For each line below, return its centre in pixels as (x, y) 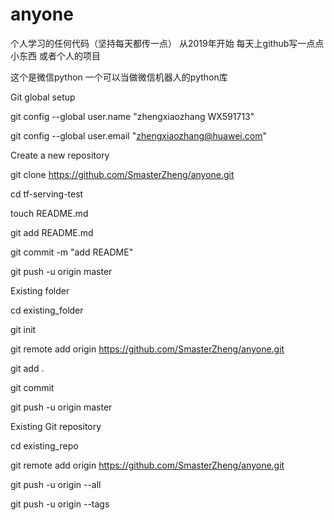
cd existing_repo (44, 445)
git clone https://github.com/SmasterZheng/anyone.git (122, 174)
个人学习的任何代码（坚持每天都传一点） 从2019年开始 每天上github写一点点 (167, 43)
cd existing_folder (47, 310)
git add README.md (52, 232)
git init (23, 329)
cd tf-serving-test (47, 194)
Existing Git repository (56, 426)
